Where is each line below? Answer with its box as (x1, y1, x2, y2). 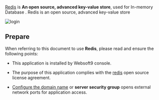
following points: (5, 50, 38, 56)
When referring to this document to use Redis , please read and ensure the (5, 46, 154, 51)
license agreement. (12, 75, 51, 81)
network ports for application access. (12, 89, 88, 95)
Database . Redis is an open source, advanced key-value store (5, 9, 130, 15)
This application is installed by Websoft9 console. (12, 60, 112, 66)
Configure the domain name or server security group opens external (12, 84, 151, 90)
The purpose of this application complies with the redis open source (12, 69, 149, 75)
